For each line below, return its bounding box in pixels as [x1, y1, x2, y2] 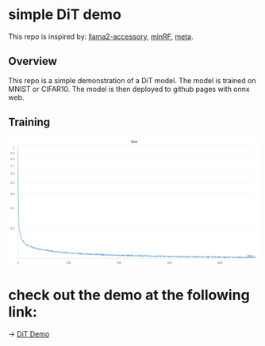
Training [8, 116, 51, 129]
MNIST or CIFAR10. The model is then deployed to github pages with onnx [8, 84, 250, 93]
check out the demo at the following [8, 287, 250, 304]
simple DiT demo [8, 6, 121, 24]
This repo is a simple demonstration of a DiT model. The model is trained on [8, 75, 256, 85]
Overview [8, 55, 58, 68]
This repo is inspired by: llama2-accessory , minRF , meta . [8, 32, 194, 41]
